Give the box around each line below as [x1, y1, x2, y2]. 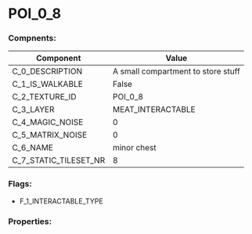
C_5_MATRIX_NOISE [12, 130, 88, 141]
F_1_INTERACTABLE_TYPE [19, 196, 103, 206]
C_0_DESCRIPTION [12, 66, 83, 77]
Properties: [8, 216, 52, 227]
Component [36, 52, 81, 63]
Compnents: [8, 33, 56, 44]
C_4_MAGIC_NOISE [12, 117, 84, 128]
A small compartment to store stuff [112, 66, 240, 77]
